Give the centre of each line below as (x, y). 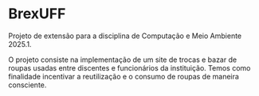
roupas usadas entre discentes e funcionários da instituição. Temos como (129, 67)
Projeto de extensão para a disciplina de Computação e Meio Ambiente (125, 36)
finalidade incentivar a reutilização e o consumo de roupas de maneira (124, 76)
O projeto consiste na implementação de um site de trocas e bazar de (123, 60)
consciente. (27, 85)
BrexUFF (37, 14)
